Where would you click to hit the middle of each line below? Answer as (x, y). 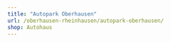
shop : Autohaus (30, 27)
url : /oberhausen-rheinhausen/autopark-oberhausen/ (85, 21)
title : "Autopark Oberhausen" (52, 14)
